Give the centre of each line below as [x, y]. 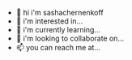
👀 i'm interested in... [49, 21]
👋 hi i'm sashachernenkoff [60, 13]
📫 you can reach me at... [58, 47]
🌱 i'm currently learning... [58, 30]
